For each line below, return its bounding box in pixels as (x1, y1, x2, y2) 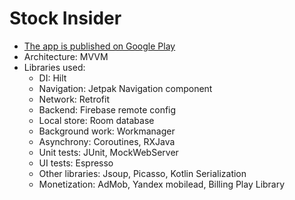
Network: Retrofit (38, 93, 110, 105)
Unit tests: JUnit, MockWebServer (38, 146, 179, 158)
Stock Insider (9, 7, 122, 30)
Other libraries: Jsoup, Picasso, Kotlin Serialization (38, 167, 247, 179)
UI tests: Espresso (38, 157, 114, 169)
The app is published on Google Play (23, 40, 176, 52)
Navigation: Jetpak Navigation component (38, 82, 213, 94)
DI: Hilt (38, 72, 67, 84)
